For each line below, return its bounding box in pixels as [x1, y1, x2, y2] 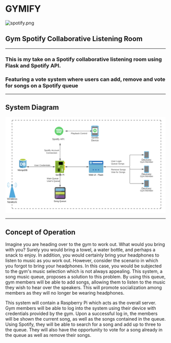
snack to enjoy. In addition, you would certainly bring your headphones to [5, 252, 159, 258]
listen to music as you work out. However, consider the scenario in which [5, 258, 159, 264]
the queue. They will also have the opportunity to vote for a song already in [5, 327, 163, 333]
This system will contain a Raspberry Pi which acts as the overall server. [5, 300, 157, 306]
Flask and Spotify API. [5, 62, 61, 69]
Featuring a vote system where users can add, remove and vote [5, 76, 165, 83]
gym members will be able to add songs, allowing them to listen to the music [5, 279, 166, 285]
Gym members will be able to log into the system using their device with [5, 305, 156, 311]
